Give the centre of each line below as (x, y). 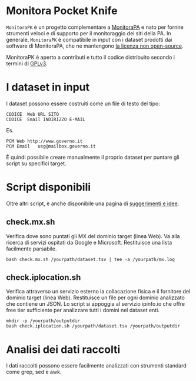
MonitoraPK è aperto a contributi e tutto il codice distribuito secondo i (91, 57)
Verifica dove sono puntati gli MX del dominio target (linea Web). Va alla (93, 236)
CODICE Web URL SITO (33, 114)
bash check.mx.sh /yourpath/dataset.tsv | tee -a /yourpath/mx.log (91, 259)
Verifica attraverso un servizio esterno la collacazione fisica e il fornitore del (98, 292)
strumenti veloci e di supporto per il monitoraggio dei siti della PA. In (89, 33)
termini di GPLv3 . (27, 63)
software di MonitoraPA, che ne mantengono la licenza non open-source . (95, 46)
